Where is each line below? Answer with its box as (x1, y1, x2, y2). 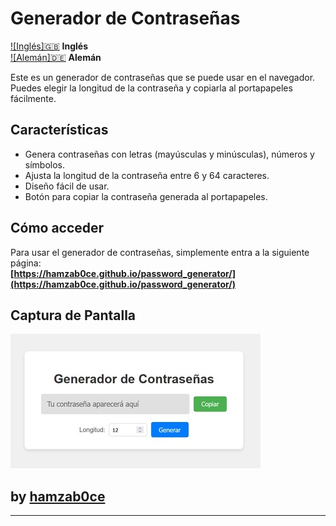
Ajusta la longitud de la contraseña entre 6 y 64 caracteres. (24, 169, 270, 181)
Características (10, 122, 109, 139)
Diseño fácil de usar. (24, 180, 110, 192)
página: (10, 257, 42, 269)
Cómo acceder (10, 220, 105, 237)
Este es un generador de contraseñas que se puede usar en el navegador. (10, 71, 316, 83)
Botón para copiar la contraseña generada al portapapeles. (24, 190, 268, 202)
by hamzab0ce (10, 488, 106, 505)
